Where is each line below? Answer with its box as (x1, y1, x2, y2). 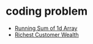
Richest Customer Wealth (14, 31, 79, 38)
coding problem (6, 4, 88, 18)
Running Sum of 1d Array (14, 24, 78, 32)
